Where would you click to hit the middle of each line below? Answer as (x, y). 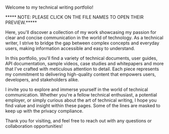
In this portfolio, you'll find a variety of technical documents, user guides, (81, 58)
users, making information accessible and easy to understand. (70, 48)
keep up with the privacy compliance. (44, 111)
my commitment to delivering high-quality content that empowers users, (80, 74)
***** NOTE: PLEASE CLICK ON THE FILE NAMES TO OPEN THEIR (74, 17)
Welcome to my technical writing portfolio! (49, 7)
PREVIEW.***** (21, 23)
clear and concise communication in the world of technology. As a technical (84, 38)
